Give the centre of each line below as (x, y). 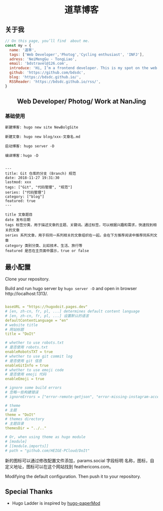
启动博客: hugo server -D (30, 146)
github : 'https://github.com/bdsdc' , (48, 73)
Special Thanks (29, 491)
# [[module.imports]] (27, 446)
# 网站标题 (15, 329)
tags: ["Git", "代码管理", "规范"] (39, 187)
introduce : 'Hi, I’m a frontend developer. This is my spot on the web (83, 68)
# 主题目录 (15, 424)
